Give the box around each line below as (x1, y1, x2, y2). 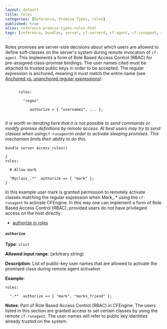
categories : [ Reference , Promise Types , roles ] (5, 16, 106, 21)
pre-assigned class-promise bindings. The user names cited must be (5, 60, 147, 66)
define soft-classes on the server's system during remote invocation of (5, 49, 151, 55)
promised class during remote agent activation (5, 266, 101, 272)
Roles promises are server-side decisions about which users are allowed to (5, 44, 159, 50)
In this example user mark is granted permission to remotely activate (5, 189, 146, 195)
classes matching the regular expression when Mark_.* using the (5, 194, 138, 200)
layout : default (5, 7, 39, 12)
